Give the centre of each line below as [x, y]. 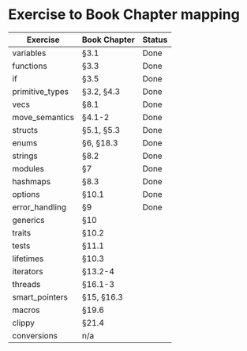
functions [30, 66]
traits [22, 232]
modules [28, 168]
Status [155, 40]
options [26, 194]
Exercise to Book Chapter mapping [124, 15]
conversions [35, 335]
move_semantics [43, 117]
